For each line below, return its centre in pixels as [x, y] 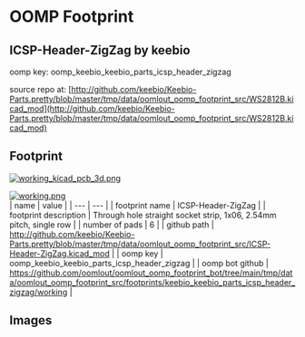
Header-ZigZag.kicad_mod [60, 253]
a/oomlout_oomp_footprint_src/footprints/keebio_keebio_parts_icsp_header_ [152, 282]
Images [31, 320]
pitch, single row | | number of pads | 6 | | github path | [112, 225]
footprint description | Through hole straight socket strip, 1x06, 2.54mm [143, 215]
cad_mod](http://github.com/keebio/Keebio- [92, 109]
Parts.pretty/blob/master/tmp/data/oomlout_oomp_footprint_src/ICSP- [140, 244]
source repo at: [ [40, 89]
